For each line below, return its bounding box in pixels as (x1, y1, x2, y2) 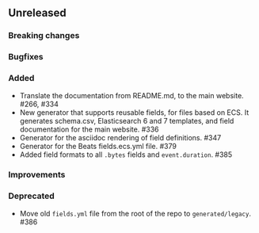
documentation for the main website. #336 (19, 124, 160, 134)
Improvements (8, 170, 66, 181)
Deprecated (8, 190, 55, 201)
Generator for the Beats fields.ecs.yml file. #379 (19, 141, 177, 151)
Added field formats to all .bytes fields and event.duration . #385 (19, 150, 233, 159)
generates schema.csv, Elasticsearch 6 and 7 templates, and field (19, 116, 234, 125)
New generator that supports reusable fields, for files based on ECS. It (19, 107, 249, 117)
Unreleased (8, 6, 67, 20)
